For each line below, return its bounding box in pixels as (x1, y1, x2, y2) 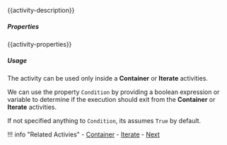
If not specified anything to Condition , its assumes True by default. (7, 116, 202, 124)
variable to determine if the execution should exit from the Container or (7, 95, 216, 103)
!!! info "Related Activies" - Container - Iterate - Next (7, 130, 161, 139)
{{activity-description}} (7, 6, 75, 14)
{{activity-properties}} (7, 40, 72, 48)
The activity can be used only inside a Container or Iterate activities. (7, 74, 209, 82)
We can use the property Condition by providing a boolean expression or (7, 88, 220, 96)
